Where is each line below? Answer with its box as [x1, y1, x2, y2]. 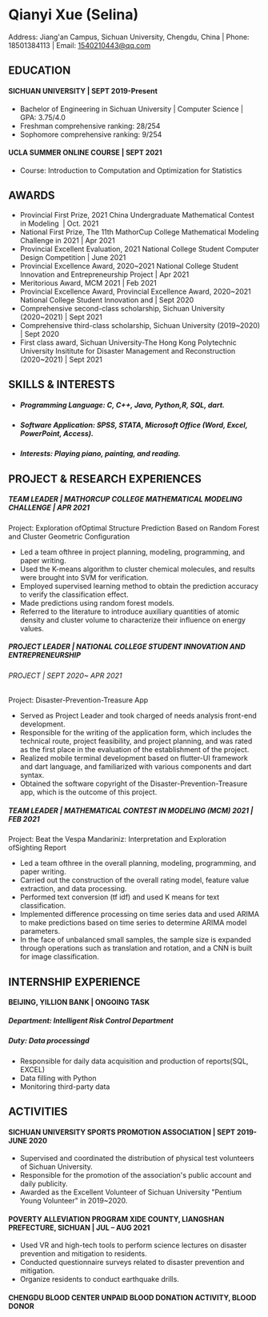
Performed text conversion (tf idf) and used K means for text [19, 892, 220, 902]
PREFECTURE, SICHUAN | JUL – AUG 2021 [8, 1223, 150, 1232]
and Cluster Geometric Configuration [8, 531, 130, 541]
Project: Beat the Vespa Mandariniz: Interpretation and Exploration [8, 835, 226, 844]
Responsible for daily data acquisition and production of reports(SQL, [19, 1056, 249, 1066]
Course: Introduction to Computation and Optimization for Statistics [19, 166, 242, 175]
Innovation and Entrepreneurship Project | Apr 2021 [19, 270, 190, 279]
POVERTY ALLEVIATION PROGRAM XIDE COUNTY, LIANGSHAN [8, 1214, 225, 1223]
